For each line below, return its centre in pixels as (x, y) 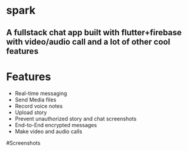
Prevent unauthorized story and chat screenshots (75, 118)
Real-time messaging (41, 93)
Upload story (31, 112)
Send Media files (36, 100)
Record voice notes (38, 106)
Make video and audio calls (48, 131)
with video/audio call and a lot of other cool (88, 41)
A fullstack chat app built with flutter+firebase (94, 33)
